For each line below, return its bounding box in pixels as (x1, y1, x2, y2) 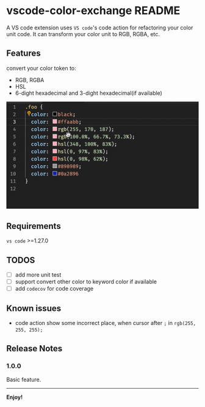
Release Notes (6, 343, 63, 354)
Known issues (6, 303, 62, 313)
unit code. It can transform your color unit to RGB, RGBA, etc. (6, 30, 160, 37)
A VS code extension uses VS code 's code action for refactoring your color (6, 24, 193, 31)
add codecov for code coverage (15, 285, 93, 293)
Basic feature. (6, 376, 41, 383)
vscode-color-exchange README (6, 4, 181, 18)
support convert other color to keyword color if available (15, 278, 157, 285)
